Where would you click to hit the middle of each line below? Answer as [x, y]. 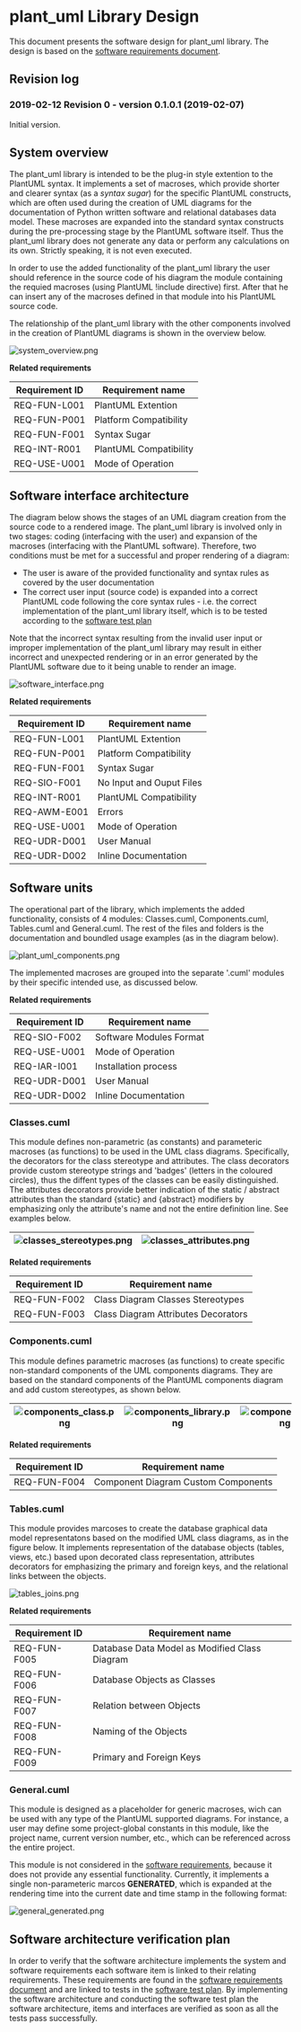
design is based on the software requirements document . [115, 50]
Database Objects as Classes [154, 1680]
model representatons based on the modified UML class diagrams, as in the [149, 1538]
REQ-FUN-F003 [49, 1314]
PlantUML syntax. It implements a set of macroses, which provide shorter [145, 184]
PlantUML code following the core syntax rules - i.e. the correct [139, 602]
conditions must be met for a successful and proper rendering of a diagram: [149, 555]
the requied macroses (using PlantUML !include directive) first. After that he [149, 287]
